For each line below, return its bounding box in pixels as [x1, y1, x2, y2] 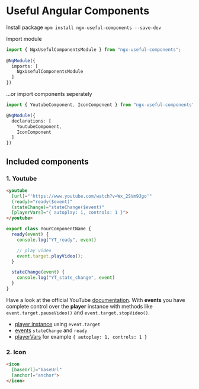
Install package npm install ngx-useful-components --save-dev [6, 24, 162, 31]
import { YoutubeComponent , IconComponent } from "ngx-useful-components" [6, 102, 195, 108]
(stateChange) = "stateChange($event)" [11, 204, 105, 210]
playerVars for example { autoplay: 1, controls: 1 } [14, 333, 147, 340]
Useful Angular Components [6, 4, 150, 18]
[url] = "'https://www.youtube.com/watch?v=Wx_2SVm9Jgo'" [11, 193, 152, 199]
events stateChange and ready [14, 327, 88, 334]
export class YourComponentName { [6, 226, 92, 232]
